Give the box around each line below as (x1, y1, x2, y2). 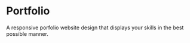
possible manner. (6, 30, 49, 37)
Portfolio (6, 4, 50, 18)
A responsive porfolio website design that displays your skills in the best (6, 24, 184, 31)
